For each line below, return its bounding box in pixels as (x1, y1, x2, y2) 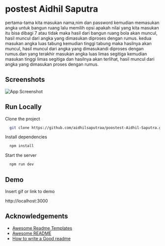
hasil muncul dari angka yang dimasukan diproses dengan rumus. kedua (5, 35, 152, 41)
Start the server (5, 152, 37, 158)
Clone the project (5, 116, 40, 122)
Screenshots (5, 75, 45, 84)
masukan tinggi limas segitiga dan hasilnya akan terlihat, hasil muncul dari (5, 56, 155, 62)
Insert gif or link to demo (5, 189, 55, 194)
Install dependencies (5, 134, 48, 140)
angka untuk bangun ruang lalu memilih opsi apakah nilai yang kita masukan (5, 25, 159, 30)
